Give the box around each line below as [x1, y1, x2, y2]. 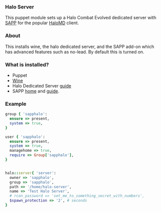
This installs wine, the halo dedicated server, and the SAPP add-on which [5, 43, 155, 49]
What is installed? [5, 61, 49, 68]
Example [5, 100, 27, 107]
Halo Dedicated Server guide [12, 83, 72, 88]
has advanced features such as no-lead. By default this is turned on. [5, 48, 145, 55]
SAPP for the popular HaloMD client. [5, 20, 79, 26]
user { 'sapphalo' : [5, 134, 45, 139]
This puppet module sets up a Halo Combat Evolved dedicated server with [5, 15, 157, 21]
